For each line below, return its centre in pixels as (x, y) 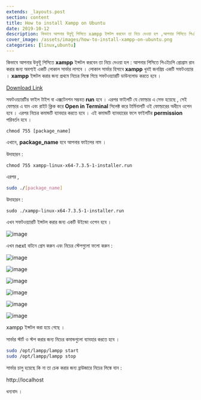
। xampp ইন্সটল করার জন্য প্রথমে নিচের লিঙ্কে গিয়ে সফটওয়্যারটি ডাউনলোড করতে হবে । (84, 76)
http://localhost (25, 380)
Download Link (25, 88)
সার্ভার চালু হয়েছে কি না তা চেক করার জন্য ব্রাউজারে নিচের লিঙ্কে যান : (64, 368)
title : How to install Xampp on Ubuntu (56, 23)
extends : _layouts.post (36, 12)
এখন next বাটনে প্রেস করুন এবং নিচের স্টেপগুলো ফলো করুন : (60, 245)
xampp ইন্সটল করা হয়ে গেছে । (36, 327)
